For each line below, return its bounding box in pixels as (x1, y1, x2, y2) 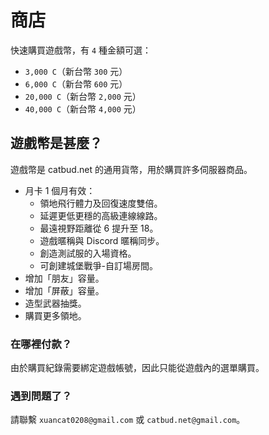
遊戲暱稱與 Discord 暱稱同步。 (39, 234, 165, 246)
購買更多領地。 (24, 309, 87, 321)
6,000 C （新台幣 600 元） (24, 77, 128, 90)
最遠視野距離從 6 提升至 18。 (39, 222, 159, 234)
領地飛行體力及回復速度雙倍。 (39, 197, 163, 209)
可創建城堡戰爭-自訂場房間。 (39, 259, 159, 271)
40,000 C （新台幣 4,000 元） (24, 102, 142, 115)
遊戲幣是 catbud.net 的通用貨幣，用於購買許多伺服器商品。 (10, 163, 253, 175)
